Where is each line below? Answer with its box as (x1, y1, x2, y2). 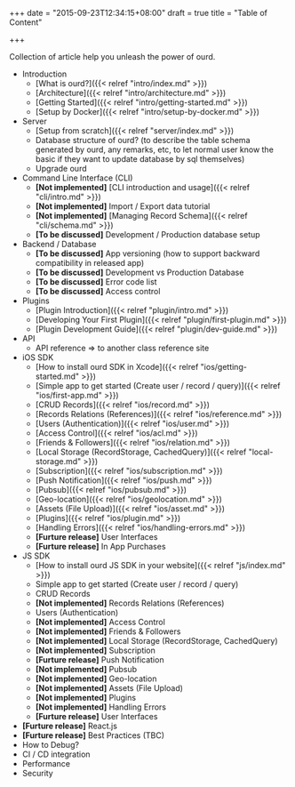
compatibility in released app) (35, 258, 145, 268)
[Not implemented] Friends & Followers (35, 626, 181, 637)
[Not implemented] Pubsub (35, 664, 138, 674)
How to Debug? (21, 740, 80, 750)
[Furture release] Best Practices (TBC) (21, 730, 165, 741)
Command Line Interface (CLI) (21, 173, 133, 183)
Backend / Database (21, 239, 97, 249)
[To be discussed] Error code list (35, 277, 157, 287)
